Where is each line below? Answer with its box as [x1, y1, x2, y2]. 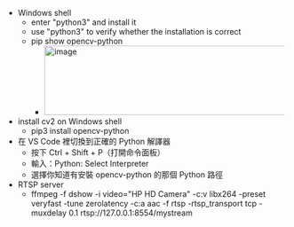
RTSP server [17, 179, 64, 190]
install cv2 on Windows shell [17, 116, 123, 127]
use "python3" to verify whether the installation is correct [30, 27, 242, 36]
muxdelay [30, 207, 68, 218]
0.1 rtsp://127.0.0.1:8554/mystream [68, 207, 193, 218]
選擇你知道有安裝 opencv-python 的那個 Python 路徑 [30, 169, 224, 180]
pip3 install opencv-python [30, 126, 130, 136]
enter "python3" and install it [30, 17, 137, 27]
